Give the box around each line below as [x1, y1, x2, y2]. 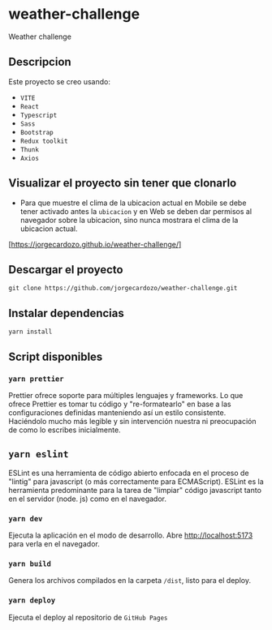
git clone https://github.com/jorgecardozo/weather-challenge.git [8, 285, 238, 293]
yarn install [8, 328, 53, 336]
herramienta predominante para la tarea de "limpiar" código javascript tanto [8, 485, 262, 495]
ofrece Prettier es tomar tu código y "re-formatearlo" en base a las [8, 399, 231, 409]
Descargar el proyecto [8, 263, 123, 276]
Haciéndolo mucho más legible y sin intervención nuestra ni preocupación [8, 416, 257, 426]
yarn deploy [8, 596, 56, 605]
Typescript [19, 111, 58, 119]
